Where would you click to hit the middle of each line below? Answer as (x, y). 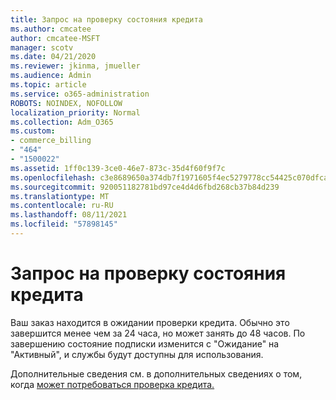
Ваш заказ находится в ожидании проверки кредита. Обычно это (150, 322)
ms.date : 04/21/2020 (53, 57)
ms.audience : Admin (51, 76)
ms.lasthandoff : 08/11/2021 (69, 215)
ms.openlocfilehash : (53, 177)
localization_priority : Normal (75, 112)
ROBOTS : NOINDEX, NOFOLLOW (66, 103)
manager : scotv (42, 47)
